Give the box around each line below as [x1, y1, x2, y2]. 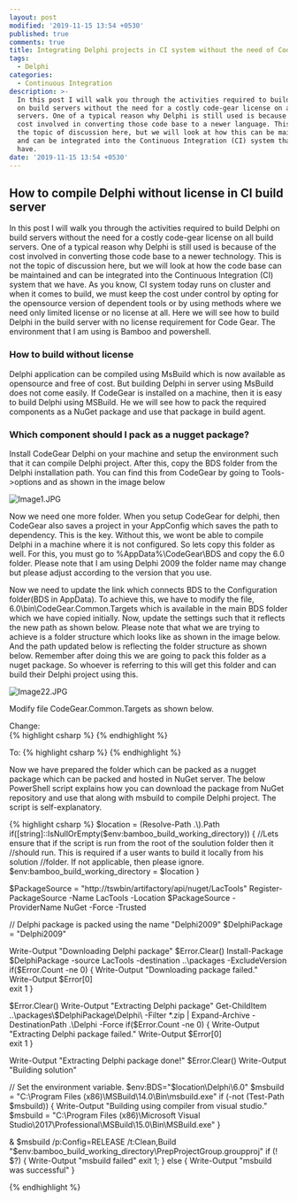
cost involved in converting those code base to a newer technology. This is [9, 251, 282, 262]
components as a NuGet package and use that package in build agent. [9, 406, 266, 417]
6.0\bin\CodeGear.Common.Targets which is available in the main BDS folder [9, 603, 288, 613]
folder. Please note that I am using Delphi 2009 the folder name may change [9, 558, 287, 568]
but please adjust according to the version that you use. [9, 567, 212, 578]
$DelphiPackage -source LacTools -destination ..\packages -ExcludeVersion [9, 955, 287, 966]
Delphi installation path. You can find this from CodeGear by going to [9, 466, 260, 478]
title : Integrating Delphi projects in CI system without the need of [9, 46, 275, 55]
